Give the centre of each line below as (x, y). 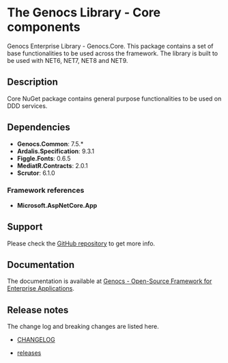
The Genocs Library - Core (84, 13)
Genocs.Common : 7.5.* (50, 144)
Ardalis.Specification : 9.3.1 (56, 151)
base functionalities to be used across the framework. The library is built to (113, 53)
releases (29, 353)
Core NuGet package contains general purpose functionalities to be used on (114, 98)
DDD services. (27, 106)
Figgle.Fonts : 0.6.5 (44, 158)
